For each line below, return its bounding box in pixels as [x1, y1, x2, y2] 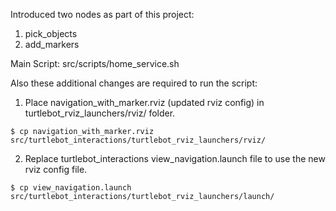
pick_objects [24, 28, 78, 39]
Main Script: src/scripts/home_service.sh [10, 58, 180, 69]
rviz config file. [24, 164, 88, 175]
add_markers [24, 39, 80, 50]
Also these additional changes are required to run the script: [10, 77, 258, 89]
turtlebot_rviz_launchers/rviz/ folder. [24, 107, 176, 119]
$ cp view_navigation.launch [10, 183, 132, 193]
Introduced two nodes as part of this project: [10, 9, 195, 20]
